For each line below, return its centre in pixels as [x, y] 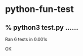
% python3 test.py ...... [42, 28]
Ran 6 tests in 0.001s [26, 39]
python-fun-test [40, 9]
